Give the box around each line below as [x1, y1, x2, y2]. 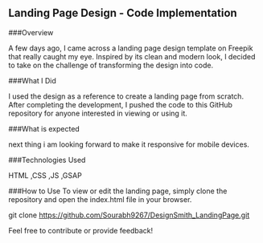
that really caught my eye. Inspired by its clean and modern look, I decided [8, 51, 256, 61]
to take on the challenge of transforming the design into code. [8, 60, 214, 70]
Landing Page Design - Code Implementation [8, 6, 237, 20]
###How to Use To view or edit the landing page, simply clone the [8, 186, 228, 196]
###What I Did [8, 75, 56, 85]
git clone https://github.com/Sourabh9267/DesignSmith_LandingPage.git [8, 210, 250, 220]
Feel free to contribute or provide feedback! [8, 225, 154, 235]
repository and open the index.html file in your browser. [8, 194, 192, 204]
